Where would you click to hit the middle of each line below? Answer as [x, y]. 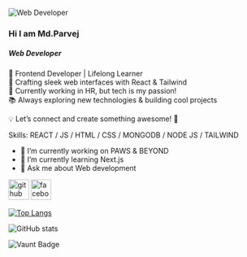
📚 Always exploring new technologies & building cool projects [113, 100]
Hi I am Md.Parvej [44, 33]
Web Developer [35, 53]
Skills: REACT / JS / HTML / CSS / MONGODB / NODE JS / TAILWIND [124, 135]
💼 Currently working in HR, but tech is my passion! [93, 90]
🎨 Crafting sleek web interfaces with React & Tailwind [98, 82]
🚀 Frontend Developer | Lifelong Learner [76, 73]
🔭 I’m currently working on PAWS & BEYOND [94, 150]
